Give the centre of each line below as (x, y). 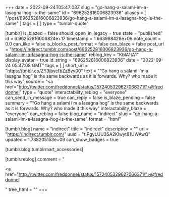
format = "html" (105, 119)
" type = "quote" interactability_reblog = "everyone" (73, 92)
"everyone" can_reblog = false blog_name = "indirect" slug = (69, 114)
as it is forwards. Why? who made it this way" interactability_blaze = (76, 108)
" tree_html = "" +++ (26, 189)
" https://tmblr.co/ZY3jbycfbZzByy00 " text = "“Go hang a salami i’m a (77, 71)
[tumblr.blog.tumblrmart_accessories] (44, 149)
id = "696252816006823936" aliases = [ (104, 13)
